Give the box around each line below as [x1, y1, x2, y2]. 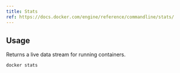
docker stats [6, 62, 38, 68]
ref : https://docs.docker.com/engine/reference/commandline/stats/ [6, 14, 175, 20]
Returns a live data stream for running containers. [6, 51, 126, 58]
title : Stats [6, 8, 38, 15]
